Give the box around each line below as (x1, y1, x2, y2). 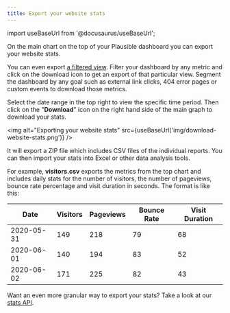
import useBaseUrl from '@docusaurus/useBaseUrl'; (7, 29, 155, 37)
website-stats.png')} (7, 133, 65, 141)
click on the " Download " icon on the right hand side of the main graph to (7, 105, 213, 113)
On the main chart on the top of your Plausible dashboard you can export (7, 42, 214, 50)
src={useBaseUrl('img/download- (121, 126, 217, 134)
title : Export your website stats (7, 10, 106, 17)
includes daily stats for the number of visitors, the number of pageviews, (7, 174, 212, 183)
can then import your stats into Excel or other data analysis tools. (7, 154, 190, 162)
